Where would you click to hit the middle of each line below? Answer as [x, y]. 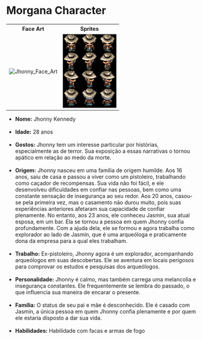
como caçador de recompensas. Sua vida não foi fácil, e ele [90, 183]
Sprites [90, 29]
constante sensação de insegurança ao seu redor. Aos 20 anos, [94, 196]
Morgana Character [56, 11]
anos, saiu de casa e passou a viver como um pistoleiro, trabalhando [100, 177]
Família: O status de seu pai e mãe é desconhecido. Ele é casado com [102, 305]
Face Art [33, 29]
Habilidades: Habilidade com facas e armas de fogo [80, 331]
